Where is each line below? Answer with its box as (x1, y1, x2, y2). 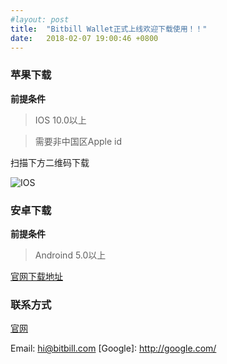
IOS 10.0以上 (34, 114, 87, 126)
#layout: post (10, 14, 70, 25)
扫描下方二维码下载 (10, 156, 90, 168)
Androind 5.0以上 (34, 249, 107, 261)
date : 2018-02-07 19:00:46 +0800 (10, 33, 159, 43)
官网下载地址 (10, 270, 63, 282)
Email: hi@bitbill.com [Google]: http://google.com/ (10, 342, 217, 355)
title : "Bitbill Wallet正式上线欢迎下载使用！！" (10, 24, 208, 34)
